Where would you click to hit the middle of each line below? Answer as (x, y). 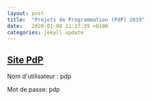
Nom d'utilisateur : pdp (39, 76)
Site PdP (25, 60)
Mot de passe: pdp (33, 90)
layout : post (26, 13)
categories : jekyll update (45, 32)
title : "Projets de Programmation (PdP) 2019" (76, 20)
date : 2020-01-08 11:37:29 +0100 (58, 26)
